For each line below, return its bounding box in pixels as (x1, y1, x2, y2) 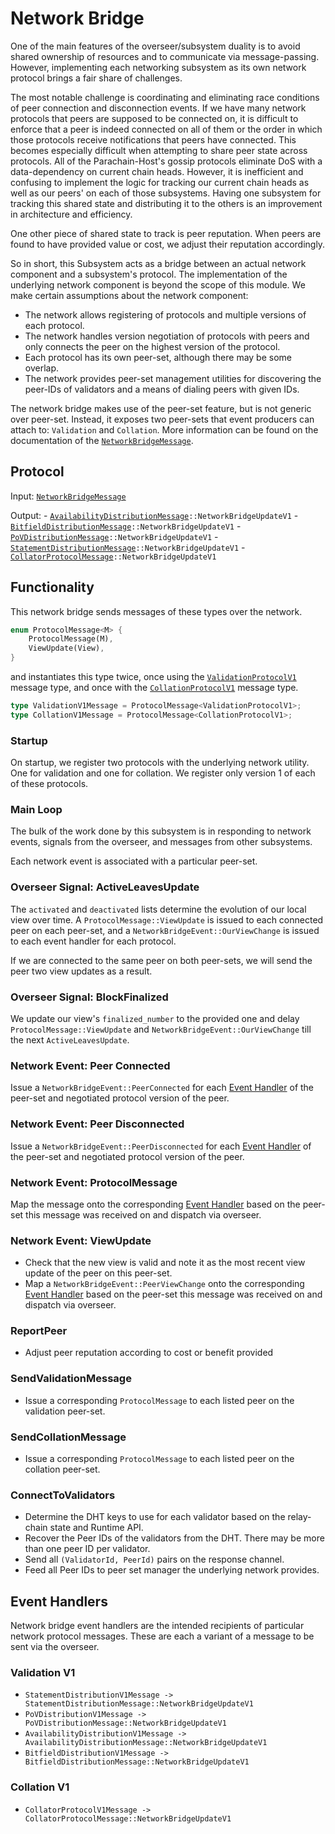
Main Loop (10, 803, 63, 817)
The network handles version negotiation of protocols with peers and (24, 330, 310, 342)
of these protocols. (10, 778, 89, 790)
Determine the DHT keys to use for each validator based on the (24, 1511, 286, 1523)
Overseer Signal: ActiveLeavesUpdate (10, 880, 200, 894)
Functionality (10, 579, 95, 596)
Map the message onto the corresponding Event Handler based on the (10, 1198, 301, 1210)
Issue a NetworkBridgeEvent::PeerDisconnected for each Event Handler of (10, 1140, 312, 1152)
